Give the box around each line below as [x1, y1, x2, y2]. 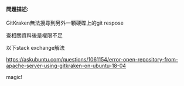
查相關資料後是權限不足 [6, 32, 63, 39]
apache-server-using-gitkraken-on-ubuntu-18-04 [6, 62, 127, 70]
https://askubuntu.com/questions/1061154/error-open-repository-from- [6, 56, 179, 63]
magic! [6, 74, 23, 81]
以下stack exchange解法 [6, 44, 65, 51]
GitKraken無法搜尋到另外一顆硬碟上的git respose [6, 19, 124, 26]
